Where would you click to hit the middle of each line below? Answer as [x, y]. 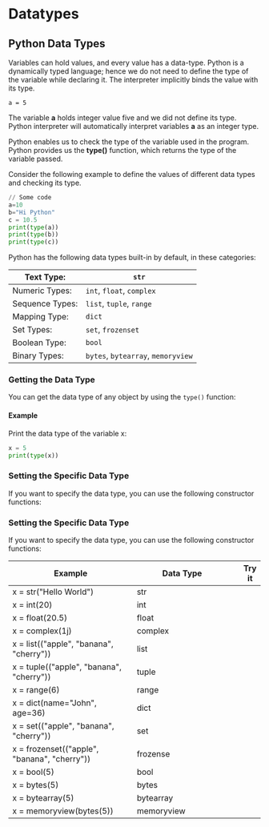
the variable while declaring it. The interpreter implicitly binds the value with [133, 80]
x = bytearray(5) [43, 797]
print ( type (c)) [34, 242]
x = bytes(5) [36, 785]
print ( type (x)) [34, 456]
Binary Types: [38, 355]
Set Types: [32, 330]
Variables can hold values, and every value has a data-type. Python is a [126, 62]
